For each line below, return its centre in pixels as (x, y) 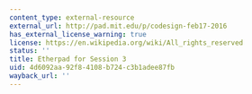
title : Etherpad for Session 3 (68, 59)
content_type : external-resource (72, 17)
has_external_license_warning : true (78, 34)
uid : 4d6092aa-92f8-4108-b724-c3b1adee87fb (92, 68)
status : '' (30, 51)
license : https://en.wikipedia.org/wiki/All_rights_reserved (126, 43)
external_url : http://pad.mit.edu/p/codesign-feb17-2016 (118, 26)
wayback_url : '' (40, 76)
